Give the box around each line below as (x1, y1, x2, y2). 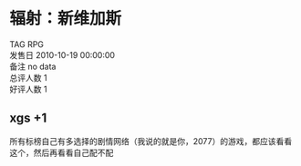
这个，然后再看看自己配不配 (9, 147, 114, 158)
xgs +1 (9, 111, 47, 126)
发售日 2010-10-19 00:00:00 (9, 49, 116, 60)
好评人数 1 (9, 83, 47, 94)
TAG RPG (9, 38, 44, 50)
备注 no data (9, 61, 57, 72)
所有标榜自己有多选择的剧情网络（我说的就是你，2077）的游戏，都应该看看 (9, 135, 293, 146)
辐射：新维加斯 (9, 8, 122, 29)
